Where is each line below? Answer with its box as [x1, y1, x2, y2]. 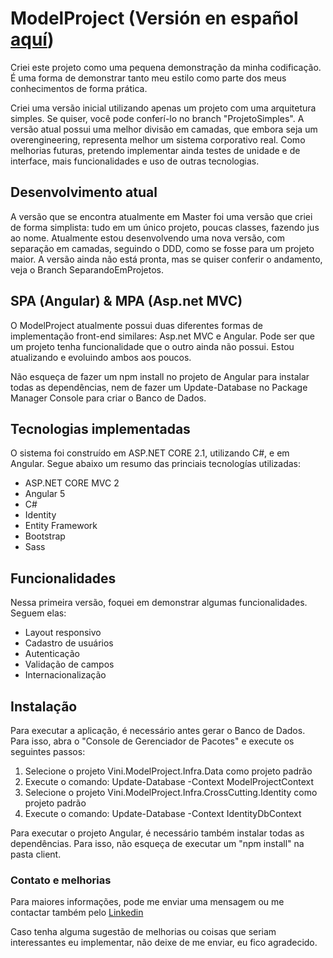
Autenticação [24, 648, 80, 660]
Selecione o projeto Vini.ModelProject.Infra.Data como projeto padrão [24, 765, 313, 777]
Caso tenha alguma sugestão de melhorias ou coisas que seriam [10, 926, 277, 938]
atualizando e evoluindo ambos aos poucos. [10, 351, 192, 363]
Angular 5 [24, 488, 66, 500]
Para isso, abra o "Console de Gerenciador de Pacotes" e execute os [10, 735, 295, 747]
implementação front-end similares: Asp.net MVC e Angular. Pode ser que [10, 330, 315, 342]
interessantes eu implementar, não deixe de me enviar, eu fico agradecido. [10, 937, 318, 949]
